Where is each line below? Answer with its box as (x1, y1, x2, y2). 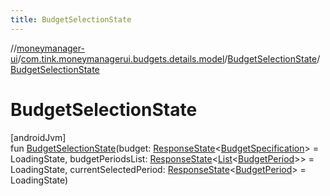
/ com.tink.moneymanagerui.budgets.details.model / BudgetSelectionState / (17, 52, 321, 65)
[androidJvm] (10, 131, 67, 143)
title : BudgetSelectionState (10, 14, 132, 25)
